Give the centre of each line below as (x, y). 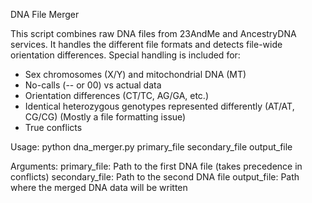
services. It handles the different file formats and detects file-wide (146, 44)
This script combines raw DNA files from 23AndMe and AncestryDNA (153, 33)
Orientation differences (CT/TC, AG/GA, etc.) (117, 95)
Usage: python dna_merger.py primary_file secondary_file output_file (151, 147)
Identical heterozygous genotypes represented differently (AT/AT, (159, 106)
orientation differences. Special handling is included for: (125, 55)
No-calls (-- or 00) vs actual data (93, 85)
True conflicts (53, 127)
